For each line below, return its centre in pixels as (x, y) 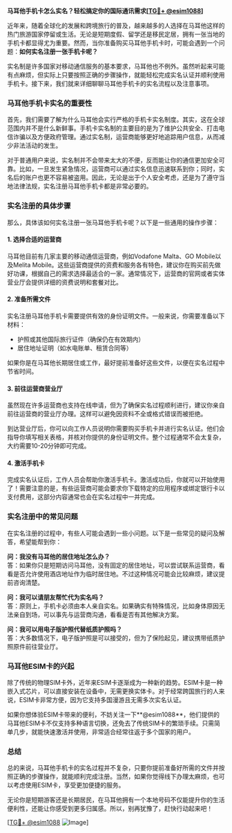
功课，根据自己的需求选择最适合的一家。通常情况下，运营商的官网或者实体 (119, 274)
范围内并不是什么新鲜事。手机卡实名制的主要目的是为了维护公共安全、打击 (113, 128)
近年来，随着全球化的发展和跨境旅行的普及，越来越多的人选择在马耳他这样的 (116, 26)
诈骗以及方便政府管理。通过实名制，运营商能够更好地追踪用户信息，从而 (116, 137)
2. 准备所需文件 (29, 299)
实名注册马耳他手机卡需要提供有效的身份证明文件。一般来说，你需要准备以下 (116, 316)
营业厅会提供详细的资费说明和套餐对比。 (65, 282)
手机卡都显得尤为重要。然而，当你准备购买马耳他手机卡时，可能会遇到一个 (113, 43)
